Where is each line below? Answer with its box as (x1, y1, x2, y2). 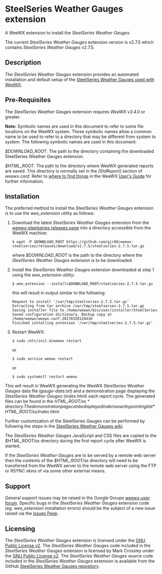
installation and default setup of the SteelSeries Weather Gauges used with (5, 76, 155, 82)
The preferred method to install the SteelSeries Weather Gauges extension (5, 205, 154, 211)
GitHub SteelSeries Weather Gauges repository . (5, 563, 100, 569)
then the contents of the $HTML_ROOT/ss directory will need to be (5, 458, 138, 464)
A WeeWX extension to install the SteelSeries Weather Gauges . (5, 30, 131, 35)
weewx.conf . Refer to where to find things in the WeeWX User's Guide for (5, 173, 152, 179)
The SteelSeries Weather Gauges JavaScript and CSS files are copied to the (5, 433, 157, 438)
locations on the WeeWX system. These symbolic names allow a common (5, 128, 152, 134)
